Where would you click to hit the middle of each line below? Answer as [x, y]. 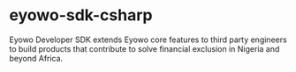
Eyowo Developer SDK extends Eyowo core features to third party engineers [148, 40]
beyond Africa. [36, 58]
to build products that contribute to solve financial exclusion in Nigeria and [144, 48]
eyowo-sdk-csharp [81, 15]
